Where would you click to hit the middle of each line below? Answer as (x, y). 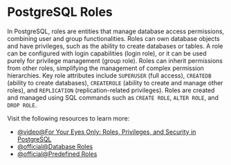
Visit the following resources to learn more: (68, 118)
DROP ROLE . (22, 105)
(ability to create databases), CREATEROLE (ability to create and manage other (115, 82)
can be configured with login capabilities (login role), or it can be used (107, 53)
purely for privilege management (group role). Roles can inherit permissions (115, 60)
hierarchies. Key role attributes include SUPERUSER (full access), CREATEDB (110, 75)
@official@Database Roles (55, 146)
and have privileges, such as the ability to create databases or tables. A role (115, 46)
